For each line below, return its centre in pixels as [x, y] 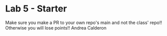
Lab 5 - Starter [36, 9]
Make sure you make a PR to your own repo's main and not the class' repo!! [84, 22]
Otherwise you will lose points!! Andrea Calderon [56, 27]
